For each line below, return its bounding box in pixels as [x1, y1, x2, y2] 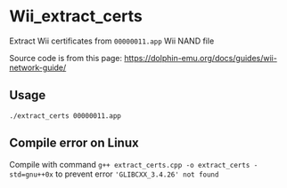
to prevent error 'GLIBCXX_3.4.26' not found [54, 168, 219, 179]
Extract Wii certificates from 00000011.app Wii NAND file [9, 35, 215, 46]
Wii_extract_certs [9, 6, 143, 27]
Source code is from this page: [9, 52, 123, 63]
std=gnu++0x [9, 170, 53, 179]
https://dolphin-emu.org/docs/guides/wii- [124, 52, 278, 63]
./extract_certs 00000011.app [9, 111, 122, 121]
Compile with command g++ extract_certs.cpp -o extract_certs [9, 159, 250, 169]
